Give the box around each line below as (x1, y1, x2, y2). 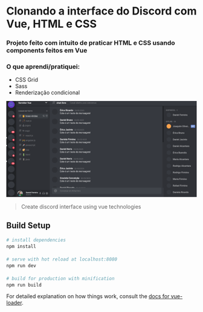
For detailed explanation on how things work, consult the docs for (6, 293, 170, 300)
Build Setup (6, 221, 51, 231)
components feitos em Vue (6, 47, 88, 55)
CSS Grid (14, 76, 38, 83)
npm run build (6, 282, 42, 288)
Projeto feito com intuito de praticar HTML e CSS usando (6, 39, 175, 47)
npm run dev (6, 262, 36, 268)
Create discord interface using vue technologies (21, 203, 141, 210)
